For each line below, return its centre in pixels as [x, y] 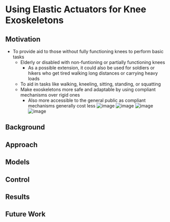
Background [25, 127]
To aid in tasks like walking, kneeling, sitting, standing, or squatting [91, 84]
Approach [21, 145]
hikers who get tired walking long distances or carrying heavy [93, 73]
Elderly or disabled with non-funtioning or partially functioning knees [93, 62]
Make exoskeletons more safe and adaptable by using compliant [88, 90]
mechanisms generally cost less [62, 106]
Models [17, 162]
